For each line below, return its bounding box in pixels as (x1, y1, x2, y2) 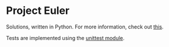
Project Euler (6, 4, 70, 17)
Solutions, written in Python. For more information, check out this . (6, 23, 164, 30)
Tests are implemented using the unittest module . (6, 34, 125, 41)
